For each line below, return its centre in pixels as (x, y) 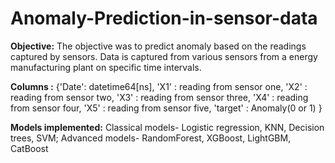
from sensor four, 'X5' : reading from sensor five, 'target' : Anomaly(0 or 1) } (166, 108)
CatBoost (29, 148)
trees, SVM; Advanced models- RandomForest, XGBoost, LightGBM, (151, 138)
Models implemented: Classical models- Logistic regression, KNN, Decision (167, 127)
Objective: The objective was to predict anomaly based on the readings (158, 46)
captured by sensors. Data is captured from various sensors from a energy (164, 56)
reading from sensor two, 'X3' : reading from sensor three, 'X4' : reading (159, 97)
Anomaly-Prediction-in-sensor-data (164, 18)
